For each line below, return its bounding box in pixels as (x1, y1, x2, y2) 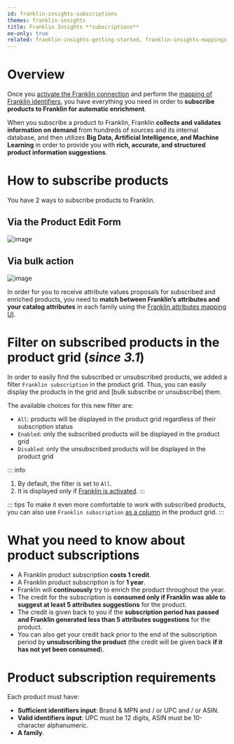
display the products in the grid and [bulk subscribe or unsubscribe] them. (7, 387, 222, 396)
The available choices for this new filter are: (7, 401, 134, 409)
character (17, 721, 46, 730)
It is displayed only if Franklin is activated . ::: (17, 486, 146, 495)
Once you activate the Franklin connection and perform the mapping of (7, 90, 212, 98)
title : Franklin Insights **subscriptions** (7, 23, 139, 30)
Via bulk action (7, 255, 74, 267)
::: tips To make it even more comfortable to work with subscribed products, (7, 500, 226, 509)
